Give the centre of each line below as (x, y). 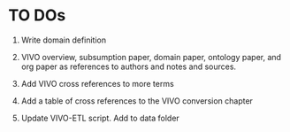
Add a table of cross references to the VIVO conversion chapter (137, 101)
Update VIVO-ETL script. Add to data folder (100, 118)
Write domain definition (64, 40)
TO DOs (37, 16)
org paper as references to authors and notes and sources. (128, 66)
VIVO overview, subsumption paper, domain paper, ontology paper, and (151, 57)
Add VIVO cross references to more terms (97, 83)
